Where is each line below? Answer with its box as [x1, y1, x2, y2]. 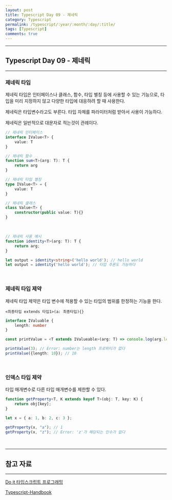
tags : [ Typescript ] [5, 27, 47, 32]
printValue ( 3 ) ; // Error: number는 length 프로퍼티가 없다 [5, 346, 125, 351]
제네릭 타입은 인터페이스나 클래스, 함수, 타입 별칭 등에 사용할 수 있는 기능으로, [5, 92, 160, 98]
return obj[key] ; [14, 402, 52, 407]
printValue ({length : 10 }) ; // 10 [5, 351, 77, 356]
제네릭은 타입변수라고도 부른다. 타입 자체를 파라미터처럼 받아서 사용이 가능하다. [5, 109, 163, 115]
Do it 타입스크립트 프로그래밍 [5, 479, 63, 485]
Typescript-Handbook [5, 489, 52, 495]
